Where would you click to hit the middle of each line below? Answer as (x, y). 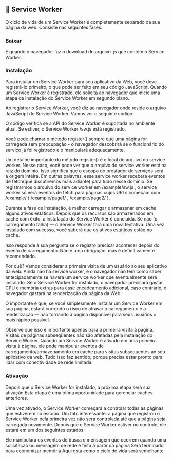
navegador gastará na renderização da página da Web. (63, 293)
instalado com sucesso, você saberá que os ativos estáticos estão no (79, 230)
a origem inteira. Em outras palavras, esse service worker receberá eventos (85, 176)
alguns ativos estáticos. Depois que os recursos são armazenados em (79, 213)
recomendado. (21, 256)
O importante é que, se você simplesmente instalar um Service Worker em (84, 303)
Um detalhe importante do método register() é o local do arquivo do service (85, 160)
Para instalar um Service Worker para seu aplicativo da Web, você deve (81, 82)
